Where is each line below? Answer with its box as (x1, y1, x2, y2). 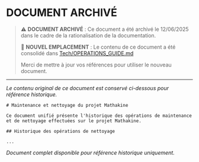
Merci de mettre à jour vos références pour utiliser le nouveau (20, 61, 172, 68)
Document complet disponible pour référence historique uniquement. (6, 149, 175, 156)
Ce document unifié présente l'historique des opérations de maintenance (6, 113, 192, 119)
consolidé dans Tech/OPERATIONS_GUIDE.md (20, 49, 134, 56)
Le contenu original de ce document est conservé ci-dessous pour (6, 84, 169, 91)
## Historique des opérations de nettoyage (6, 128, 115, 134)
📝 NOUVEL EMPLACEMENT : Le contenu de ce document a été (20, 43, 176, 50)
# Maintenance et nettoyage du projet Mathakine (6, 102, 129, 108)
